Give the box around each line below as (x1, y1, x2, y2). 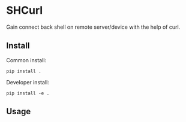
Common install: (6, 56, 47, 63)
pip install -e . (6, 90, 50, 96)
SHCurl (6, 4, 43, 17)
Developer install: (6, 78, 49, 86)
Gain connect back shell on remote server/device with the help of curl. (6, 23, 181, 30)
